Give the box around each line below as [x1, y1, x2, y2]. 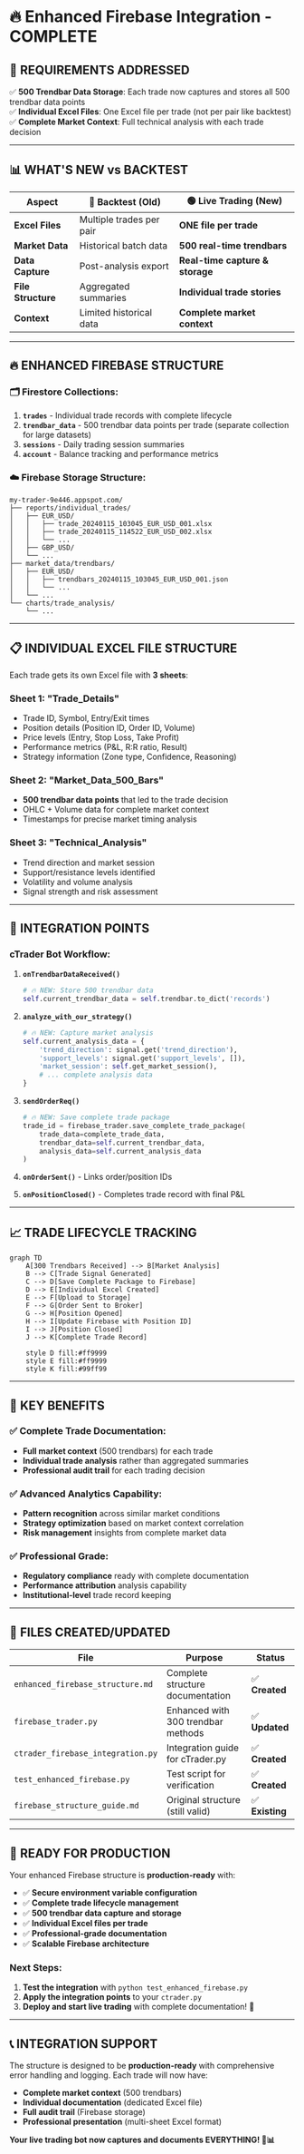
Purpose [185, 1652, 223, 1664]
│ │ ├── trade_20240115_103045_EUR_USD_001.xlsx [9, 519, 213, 528]
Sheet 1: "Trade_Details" [9, 692, 120, 705]
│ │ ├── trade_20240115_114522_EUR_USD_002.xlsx [9, 527, 213, 536]
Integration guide [166, 1741, 240, 1754]
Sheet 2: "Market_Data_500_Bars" [9, 774, 165, 786]
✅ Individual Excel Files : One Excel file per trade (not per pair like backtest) [9, 106, 292, 117]
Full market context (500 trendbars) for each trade [22, 1445, 214, 1457]
